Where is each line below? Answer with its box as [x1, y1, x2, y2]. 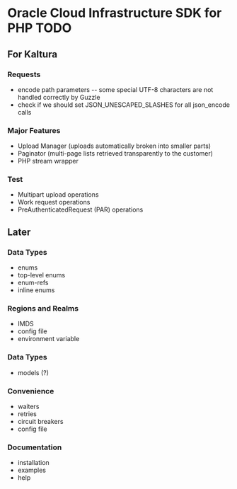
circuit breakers [17, 418, 64, 426]
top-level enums [17, 271, 66, 280]
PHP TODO [7, 20, 72, 36]
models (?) [17, 368, 50, 376]
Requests [7, 69, 41, 79]
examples [17, 466, 46, 475]
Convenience [7, 386, 54, 396]
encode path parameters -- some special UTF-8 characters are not [17, 85, 214, 93]
